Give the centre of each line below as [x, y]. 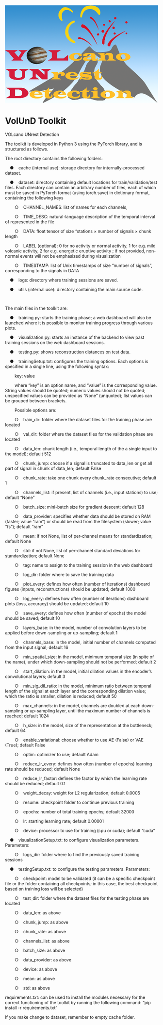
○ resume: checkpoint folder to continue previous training [74, 802]
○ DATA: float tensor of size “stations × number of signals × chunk [83, 231]
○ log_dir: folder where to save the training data [64, 574]
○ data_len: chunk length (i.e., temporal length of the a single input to [86, 448]
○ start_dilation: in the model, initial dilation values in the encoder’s [83, 671]
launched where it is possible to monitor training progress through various [79, 323]
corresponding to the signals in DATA [42, 270]
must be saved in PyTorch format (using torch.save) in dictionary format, [77, 193]
